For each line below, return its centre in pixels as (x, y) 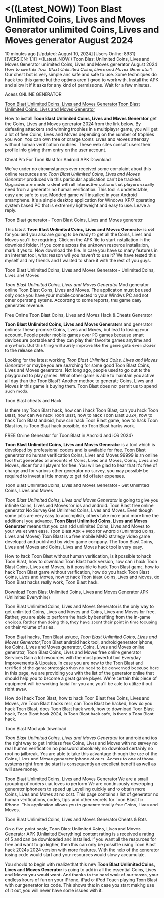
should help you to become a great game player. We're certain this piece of (81, 678)
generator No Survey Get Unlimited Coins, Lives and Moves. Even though (79, 510)
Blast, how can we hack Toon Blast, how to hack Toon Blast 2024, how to (79, 415)
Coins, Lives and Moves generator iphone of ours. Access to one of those (80, 759)
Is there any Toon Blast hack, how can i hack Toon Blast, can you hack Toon (82, 410)
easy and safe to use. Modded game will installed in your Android (71, 195)
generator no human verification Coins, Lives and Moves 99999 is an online (82, 455)
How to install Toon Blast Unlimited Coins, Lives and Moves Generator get (81, 118)
